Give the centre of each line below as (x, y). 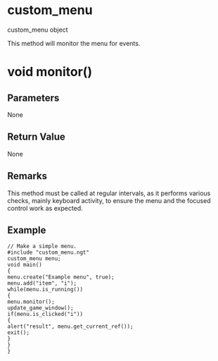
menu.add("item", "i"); (42, 283)
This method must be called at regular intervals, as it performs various (109, 193)
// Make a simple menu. (42, 246)
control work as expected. (45, 208)
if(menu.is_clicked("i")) (45, 314)
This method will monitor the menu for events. (74, 43)
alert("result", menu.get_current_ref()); (70, 326)
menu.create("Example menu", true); (61, 277)
